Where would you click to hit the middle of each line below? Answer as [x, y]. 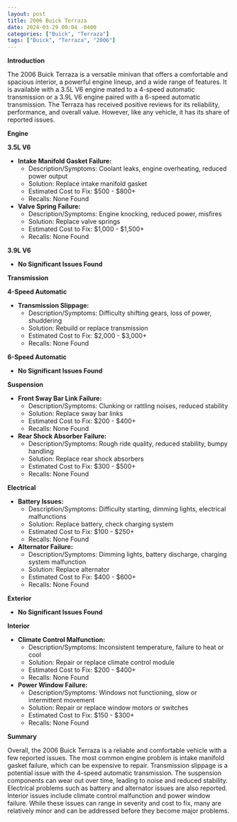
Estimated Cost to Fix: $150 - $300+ [81, 715]
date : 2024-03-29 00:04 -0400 [52, 27]
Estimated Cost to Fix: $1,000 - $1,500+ [86, 229]
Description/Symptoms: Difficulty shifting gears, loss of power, [120, 313]
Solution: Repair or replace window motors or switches [108, 708]
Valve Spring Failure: [49, 206]
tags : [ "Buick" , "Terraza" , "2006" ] [61, 41]
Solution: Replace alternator [69, 570]
